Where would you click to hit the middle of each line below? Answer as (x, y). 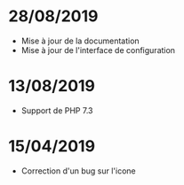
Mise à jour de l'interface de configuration (98, 50)
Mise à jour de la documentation (80, 41)
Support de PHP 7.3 (57, 110)
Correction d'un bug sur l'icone (78, 171)
